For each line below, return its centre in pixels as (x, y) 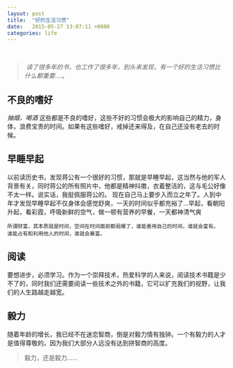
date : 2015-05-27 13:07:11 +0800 (59, 26)
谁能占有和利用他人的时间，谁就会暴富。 (56, 233)
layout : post (26, 14)
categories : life (32, 33)
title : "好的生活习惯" (38, 20)
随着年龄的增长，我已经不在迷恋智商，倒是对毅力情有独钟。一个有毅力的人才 (116, 334)
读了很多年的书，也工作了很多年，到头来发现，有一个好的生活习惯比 (123, 67)
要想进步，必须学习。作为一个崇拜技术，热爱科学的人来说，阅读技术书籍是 (113, 274)
